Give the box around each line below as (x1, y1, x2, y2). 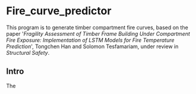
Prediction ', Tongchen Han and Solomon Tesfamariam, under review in (6, 43, 179, 50)
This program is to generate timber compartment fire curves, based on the (6, 24, 188, 31)
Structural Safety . (6, 49, 50, 56)
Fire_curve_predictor (6, 4, 112, 18)
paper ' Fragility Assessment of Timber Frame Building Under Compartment (6, 30, 190, 37)
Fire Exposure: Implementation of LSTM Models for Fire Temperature (6, 36, 175, 43)
